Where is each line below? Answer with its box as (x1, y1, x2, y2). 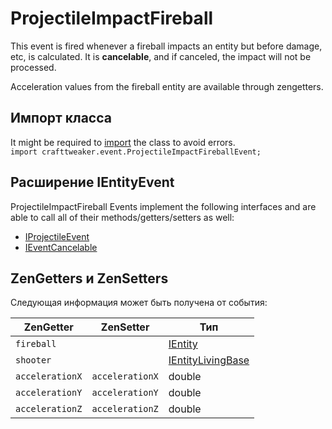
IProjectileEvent (24, 230, 90, 242)
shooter (15, 355, 52, 366)
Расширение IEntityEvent (10, 174, 175, 191)
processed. (10, 61, 57, 73)
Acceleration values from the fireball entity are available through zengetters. (10, 80, 324, 92)
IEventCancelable (24, 241, 98, 253)
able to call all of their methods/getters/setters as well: (10, 211, 235, 223)
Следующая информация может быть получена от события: (10, 297, 268, 309)
